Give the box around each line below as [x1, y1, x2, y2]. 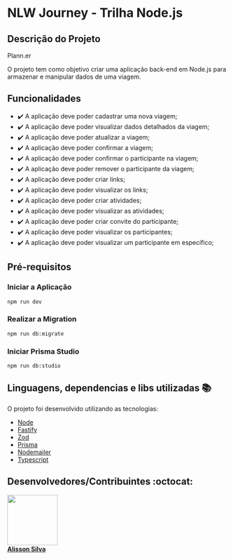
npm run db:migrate [7, 330, 64, 338]
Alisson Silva [7, 545, 46, 553]
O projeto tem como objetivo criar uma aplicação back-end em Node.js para [7, 65, 227, 73]
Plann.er [7, 51, 31, 60]
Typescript [17, 455, 49, 464]
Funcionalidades [7, 93, 82, 105]
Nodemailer [17, 448, 51, 456]
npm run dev [7, 298, 42, 305]
